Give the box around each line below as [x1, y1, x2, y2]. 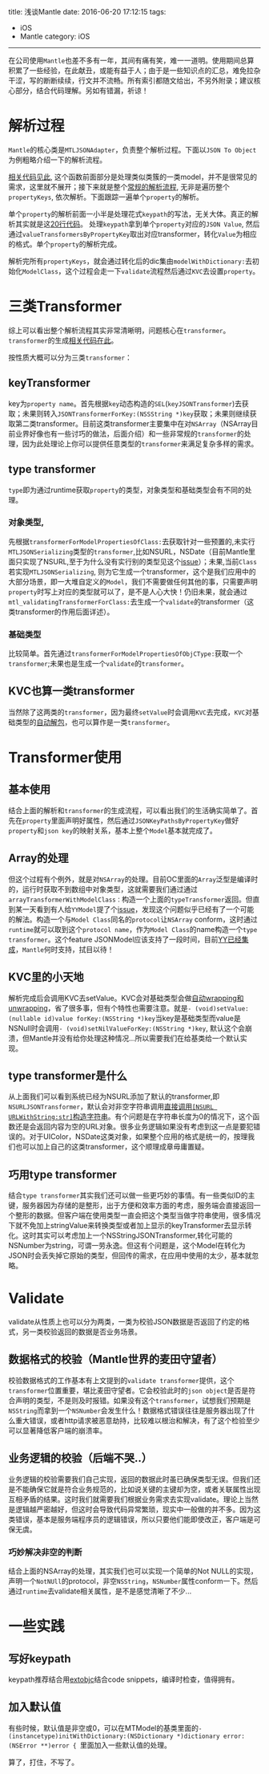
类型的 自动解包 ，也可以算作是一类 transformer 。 [14, 717, 175, 726]
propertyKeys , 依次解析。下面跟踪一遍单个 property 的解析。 [8, 192, 204, 201]
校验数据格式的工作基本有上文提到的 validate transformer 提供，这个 [8, 1375, 235, 1385]
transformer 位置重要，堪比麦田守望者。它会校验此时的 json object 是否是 [8, 1385, 249, 1395]
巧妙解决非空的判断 [8, 1546, 82, 1557]
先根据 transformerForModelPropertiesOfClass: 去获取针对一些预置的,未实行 [8, 536, 255, 546]
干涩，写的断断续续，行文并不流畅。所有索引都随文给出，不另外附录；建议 [8, 75, 254, 85]
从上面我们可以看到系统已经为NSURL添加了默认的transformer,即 [8, 1092, 220, 1101]
